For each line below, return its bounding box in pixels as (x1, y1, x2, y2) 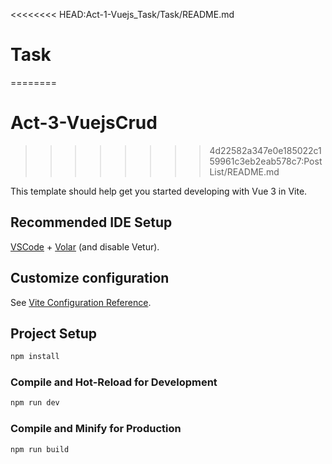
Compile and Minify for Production (10, 422, 182, 436)
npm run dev (10, 398, 60, 408)
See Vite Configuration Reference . (10, 296, 152, 308)
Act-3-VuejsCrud (10, 112, 158, 134)
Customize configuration (10, 270, 170, 287)
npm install (10, 352, 60, 362)
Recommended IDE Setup (10, 214, 173, 231)
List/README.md (209, 165, 280, 178)
